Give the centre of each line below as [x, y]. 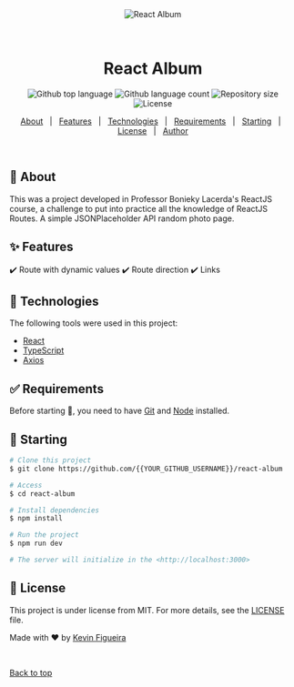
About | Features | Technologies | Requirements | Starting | [151, 121]
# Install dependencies [55, 510]
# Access [26, 485]
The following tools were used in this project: [94, 323]
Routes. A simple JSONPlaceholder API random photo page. [122, 218]
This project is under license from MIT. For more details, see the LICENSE [147, 610]
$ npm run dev [36, 544]
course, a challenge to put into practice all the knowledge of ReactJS [139, 208]
